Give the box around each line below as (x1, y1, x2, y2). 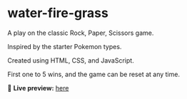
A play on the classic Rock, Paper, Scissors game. (7, 28, 154, 37)
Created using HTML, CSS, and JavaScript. (7, 56, 134, 65)
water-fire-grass (7, 5, 108, 21)
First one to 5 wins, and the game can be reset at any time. (7, 70, 181, 78)
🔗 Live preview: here (7, 83, 69, 92)
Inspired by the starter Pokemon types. (7, 42, 122, 51)
